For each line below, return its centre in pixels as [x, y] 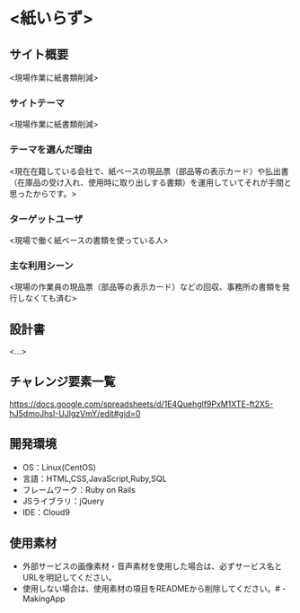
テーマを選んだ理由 [51, 150]
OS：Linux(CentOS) [59, 467]
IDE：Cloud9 [46, 512]
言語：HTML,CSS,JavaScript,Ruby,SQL [95, 478]
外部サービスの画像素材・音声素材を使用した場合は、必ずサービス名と [152, 566]
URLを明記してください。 [69, 578]
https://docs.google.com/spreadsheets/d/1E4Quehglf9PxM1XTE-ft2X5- [141, 404]
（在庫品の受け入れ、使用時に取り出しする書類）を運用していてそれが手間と [150, 182]
